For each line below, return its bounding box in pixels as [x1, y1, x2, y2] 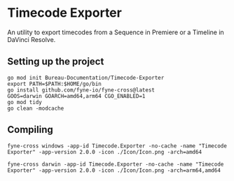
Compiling [7, 124, 54, 136]
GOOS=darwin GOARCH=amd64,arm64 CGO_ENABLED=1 [7, 92, 146, 99]
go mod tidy [7, 99, 42, 106]
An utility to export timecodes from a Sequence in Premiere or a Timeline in [7, 28, 224, 36]
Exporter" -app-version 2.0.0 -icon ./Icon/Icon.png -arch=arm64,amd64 [7, 166, 221, 174]
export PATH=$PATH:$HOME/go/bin [7, 80, 102, 87]
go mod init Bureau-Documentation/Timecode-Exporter [7, 74, 165, 81]
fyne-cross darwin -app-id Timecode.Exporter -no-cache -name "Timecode [7, 161, 224, 168]
